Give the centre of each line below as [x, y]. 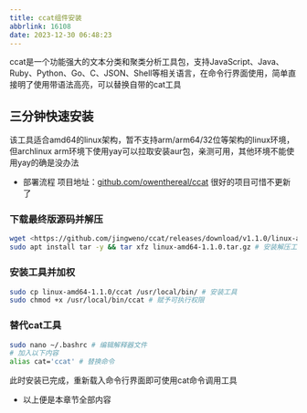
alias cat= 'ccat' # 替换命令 [62, 362]
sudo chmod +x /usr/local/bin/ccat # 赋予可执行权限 [107, 300]
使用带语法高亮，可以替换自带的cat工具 [107, 85]
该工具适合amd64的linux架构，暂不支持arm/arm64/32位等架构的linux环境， [152, 140]
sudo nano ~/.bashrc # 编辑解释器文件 [79, 345]
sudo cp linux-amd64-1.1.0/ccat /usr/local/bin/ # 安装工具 [123, 292]
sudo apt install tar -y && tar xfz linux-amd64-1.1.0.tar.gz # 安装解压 [150, 247]
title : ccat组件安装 [46, 18]
